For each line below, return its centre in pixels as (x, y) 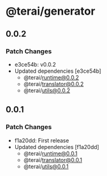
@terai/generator (50, 11)
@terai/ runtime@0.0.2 (51, 77)
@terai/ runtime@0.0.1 (50, 153)
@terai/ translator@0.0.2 (53, 84)
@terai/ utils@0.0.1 (46, 166)
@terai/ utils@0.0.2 (47, 90)
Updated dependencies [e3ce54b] (58, 71)
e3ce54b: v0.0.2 (35, 64)
